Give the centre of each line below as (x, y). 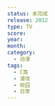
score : (17, 33)
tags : (15, 66)
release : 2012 (28, 20)
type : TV (20, 26)
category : (22, 53)
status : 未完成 (28, 14)
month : (17, 46)
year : (15, 40)
